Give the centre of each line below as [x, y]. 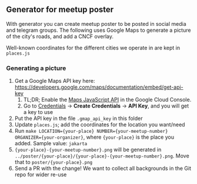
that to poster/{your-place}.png [54, 162]
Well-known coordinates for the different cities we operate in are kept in [93, 48]
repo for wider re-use [41, 175]
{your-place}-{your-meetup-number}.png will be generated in [88, 150]
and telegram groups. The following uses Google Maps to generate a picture [98, 30]
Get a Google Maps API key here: [55, 81]
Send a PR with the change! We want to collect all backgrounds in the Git [103, 168]
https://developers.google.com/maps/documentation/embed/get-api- [99, 87]
